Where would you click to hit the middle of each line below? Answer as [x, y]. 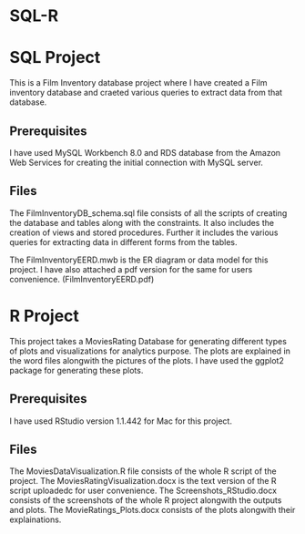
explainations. [36, 519]
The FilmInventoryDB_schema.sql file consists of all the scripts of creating [148, 213]
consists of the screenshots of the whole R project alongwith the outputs [146, 500]
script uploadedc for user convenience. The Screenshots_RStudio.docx [143, 491]
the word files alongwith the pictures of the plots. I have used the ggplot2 [147, 360]
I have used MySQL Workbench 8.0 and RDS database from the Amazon [145, 152]
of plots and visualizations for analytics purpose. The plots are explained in [150, 351]
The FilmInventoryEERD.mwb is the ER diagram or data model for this [139, 260]
